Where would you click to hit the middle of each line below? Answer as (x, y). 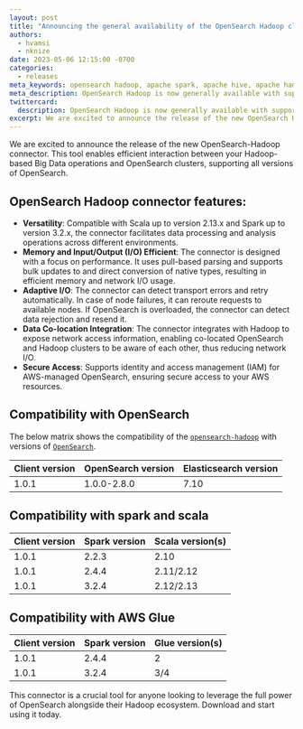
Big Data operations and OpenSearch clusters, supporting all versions (164, 164)
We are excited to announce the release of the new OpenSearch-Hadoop (145, 145)
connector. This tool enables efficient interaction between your (126, 154)
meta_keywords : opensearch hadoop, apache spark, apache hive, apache (145, 85)
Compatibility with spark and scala (109, 516)
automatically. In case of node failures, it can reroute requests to (142, 300)
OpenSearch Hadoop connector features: (128, 201)
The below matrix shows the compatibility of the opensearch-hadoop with (143, 436)
